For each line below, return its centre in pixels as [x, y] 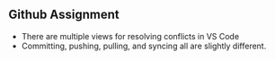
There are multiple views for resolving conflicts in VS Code [130, 36]
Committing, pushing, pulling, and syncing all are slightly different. [144, 46]
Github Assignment [64, 15]
